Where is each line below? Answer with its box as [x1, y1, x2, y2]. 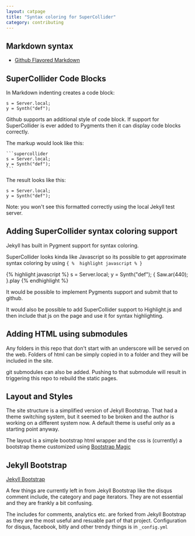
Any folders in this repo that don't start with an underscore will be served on [6, 345, 190, 352]
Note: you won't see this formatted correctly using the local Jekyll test [6, 203, 175, 210]
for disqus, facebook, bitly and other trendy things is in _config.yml [6, 523, 168, 530]
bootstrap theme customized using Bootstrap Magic [6, 443, 131, 451]
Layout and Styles [6, 391, 73, 401]
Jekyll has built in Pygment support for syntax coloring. [6, 242, 139, 249]
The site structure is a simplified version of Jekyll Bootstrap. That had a [6, 407, 178, 414]
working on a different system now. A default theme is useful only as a [6, 420, 175, 427]
